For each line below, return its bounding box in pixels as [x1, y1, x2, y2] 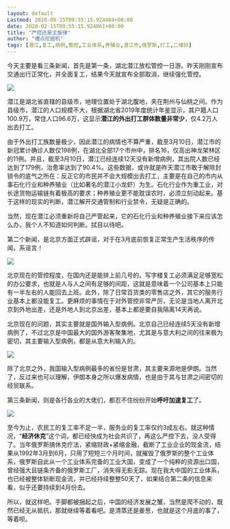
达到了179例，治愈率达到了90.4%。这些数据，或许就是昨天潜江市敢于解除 [7, 164, 216, 171]
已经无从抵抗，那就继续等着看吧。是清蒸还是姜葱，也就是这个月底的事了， [12, 506, 223, 514]
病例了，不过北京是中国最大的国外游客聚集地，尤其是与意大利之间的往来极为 [7, 328, 223, 336]
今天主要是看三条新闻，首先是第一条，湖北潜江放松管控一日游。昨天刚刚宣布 [7, 62, 223, 69]
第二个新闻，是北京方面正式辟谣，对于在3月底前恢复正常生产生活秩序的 [7, 235, 209, 243]
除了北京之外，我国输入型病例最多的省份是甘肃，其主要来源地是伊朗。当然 [7, 364, 217, 372]
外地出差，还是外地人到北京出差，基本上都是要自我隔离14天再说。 [18, 305, 205, 313]
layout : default [7, 10, 53, 17]
